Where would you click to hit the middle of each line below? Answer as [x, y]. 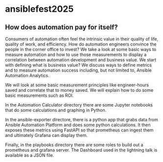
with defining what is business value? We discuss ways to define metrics [79, 65]
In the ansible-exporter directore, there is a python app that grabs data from [81, 120]
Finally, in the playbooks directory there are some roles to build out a [74, 145]
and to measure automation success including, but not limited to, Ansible [78, 70]
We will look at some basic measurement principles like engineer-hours [77, 85]
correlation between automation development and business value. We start [81, 60]
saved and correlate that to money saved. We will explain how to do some [79, 90]
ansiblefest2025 [39, 9]
